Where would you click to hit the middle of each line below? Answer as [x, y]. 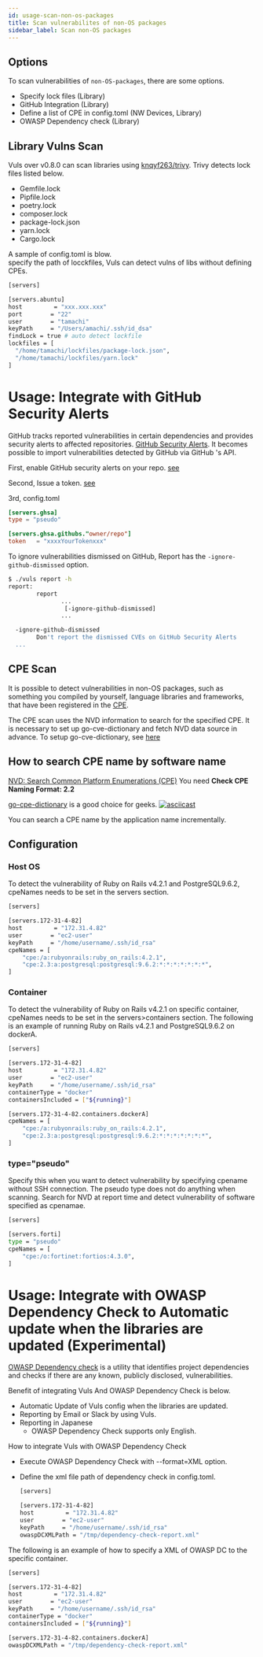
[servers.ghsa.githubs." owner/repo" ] [70, 534]
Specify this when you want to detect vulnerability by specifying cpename [128, 1181]
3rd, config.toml [34, 498]
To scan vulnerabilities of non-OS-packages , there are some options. [117, 81]
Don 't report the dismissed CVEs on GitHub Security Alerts [137, 638]
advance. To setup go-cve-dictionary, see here [84, 736]
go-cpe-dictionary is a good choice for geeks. [83, 804]
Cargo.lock [37, 239]
